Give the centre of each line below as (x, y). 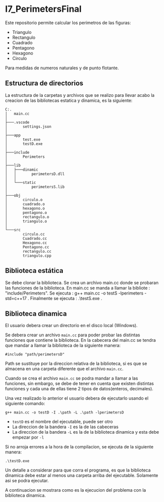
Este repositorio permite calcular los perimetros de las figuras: (68, 23)
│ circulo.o (24, 200)
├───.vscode (17, 122)
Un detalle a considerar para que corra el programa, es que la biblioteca (78, 470)
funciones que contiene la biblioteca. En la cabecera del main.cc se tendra (81, 340)
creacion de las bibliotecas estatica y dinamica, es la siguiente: (69, 100)
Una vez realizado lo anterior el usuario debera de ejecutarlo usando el (77, 398)
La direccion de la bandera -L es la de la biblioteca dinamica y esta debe (86, 432)
